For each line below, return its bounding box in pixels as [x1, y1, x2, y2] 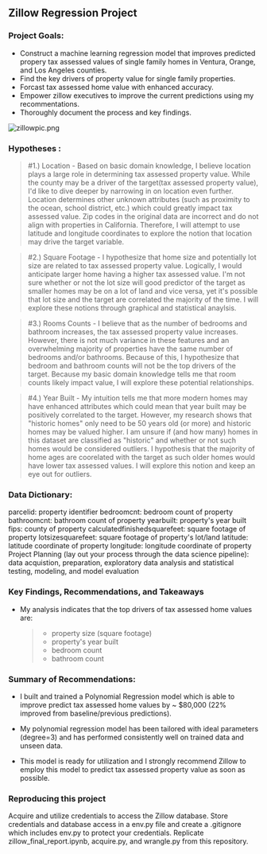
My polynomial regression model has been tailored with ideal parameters [19, 723, 259, 733]
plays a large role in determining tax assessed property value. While [27, 169, 250, 178]
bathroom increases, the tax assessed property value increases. [27, 326, 238, 337]
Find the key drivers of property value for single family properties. [19, 73, 236, 83]
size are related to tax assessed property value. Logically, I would [27, 260, 242, 270]
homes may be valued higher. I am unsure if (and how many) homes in [27, 427, 258, 436]
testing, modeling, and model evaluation [8, 567, 139, 576]
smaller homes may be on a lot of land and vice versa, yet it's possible [27, 286, 258, 295]
